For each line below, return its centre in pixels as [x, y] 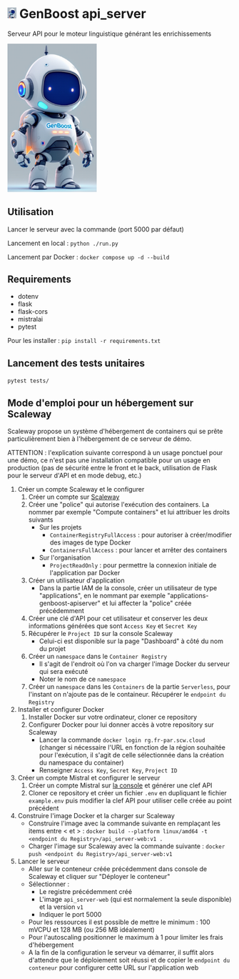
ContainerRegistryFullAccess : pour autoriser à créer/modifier [141, 535]
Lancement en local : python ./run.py [63, 243]
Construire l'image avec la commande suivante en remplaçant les [124, 823]
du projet [52, 649]
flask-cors [33, 312]
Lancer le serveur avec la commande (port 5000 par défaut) [96, 229]
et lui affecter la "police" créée [147, 603]
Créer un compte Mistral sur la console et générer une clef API [120, 785]
